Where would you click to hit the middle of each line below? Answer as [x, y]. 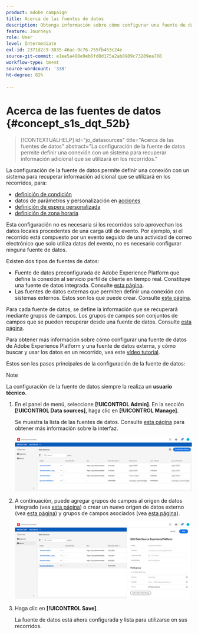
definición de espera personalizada [57, 207]
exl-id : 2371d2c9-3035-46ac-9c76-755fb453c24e [64, 50]
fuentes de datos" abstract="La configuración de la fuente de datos [103, 146]
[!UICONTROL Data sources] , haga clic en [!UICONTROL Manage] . [96, 410]
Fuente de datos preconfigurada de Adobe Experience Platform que [97, 273]
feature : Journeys [29, 31]
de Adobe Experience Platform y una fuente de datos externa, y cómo [91, 346]
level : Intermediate [32, 44]
